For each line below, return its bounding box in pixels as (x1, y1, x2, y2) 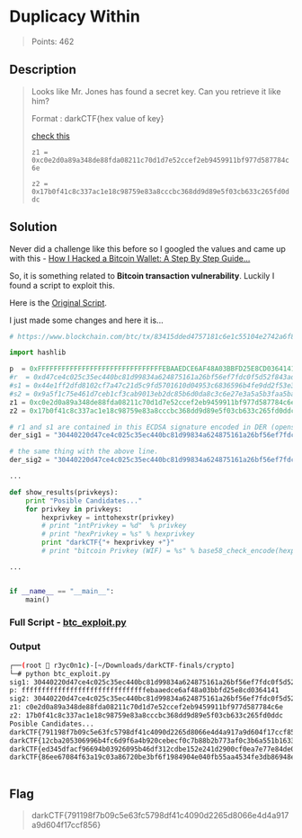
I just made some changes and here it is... (9, 315, 164, 325)
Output (9, 640, 41, 653)
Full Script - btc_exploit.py (9, 616, 128, 628)
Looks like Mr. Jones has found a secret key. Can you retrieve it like (31, 85, 281, 96)
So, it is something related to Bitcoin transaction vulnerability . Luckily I (9, 270, 275, 281)
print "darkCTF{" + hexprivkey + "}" (41, 538, 175, 548)
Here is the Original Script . (9, 297, 108, 308)
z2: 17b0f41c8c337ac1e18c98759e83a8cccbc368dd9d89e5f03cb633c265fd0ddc (9, 711, 283, 720)
